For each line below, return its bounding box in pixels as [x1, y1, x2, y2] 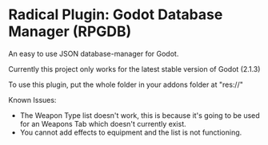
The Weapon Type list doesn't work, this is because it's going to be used [19, 110, 260, 120]
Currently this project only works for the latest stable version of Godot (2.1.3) [8, 64, 261, 73]
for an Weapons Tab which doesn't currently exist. [19, 119, 186, 128]
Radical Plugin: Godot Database [8, 6, 223, 24]
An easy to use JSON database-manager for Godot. [8, 49, 179, 58]
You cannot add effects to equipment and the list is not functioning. [19, 127, 242, 137]
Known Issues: [8, 95, 57, 104]
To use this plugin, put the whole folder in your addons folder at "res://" [8, 80, 244, 89]
